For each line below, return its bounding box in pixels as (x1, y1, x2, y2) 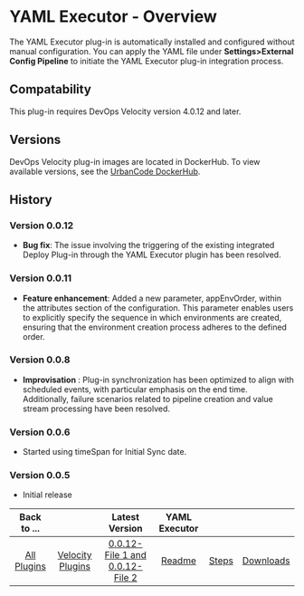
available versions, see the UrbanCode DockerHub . (9, 166, 201, 177)
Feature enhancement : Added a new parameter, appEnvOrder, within (22, 293, 282, 303)
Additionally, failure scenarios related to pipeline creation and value (22, 393, 273, 404)
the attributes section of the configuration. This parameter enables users (22, 302, 294, 313)
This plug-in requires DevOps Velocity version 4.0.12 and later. (9, 106, 242, 117)
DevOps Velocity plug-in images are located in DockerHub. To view (9, 156, 261, 167)
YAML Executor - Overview (9, 6, 217, 27)
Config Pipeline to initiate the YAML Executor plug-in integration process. (9, 55, 284, 66)
